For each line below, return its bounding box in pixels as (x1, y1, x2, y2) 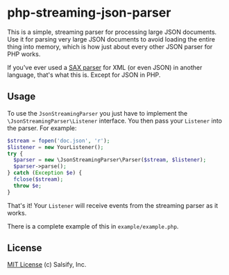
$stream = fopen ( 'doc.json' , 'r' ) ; (7, 137, 110, 144)
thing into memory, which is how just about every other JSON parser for (7, 42, 213, 51)
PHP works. (7, 50, 41, 58)
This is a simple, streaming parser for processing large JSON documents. (7, 28, 217, 36)
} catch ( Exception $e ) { (7, 170, 82, 177)
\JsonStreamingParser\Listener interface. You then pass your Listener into (7, 116, 223, 125)
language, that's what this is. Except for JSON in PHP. (7, 71, 161, 79)
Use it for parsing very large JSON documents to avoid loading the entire (7, 35, 215, 43)
